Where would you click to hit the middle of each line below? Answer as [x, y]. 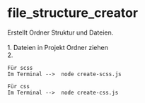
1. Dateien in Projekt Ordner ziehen [58, 47]
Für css [19, 86]
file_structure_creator [73, 13]
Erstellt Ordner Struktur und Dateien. [60, 32]
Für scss [20, 68]
